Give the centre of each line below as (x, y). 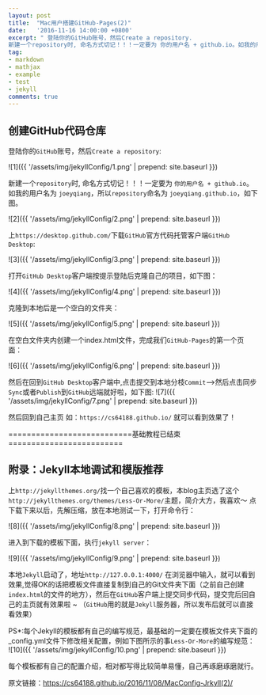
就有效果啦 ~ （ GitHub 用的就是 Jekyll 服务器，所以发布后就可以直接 (144, 604)
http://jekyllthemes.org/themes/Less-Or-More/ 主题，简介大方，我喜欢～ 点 (132, 500)
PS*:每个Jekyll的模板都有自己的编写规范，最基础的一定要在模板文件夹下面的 (133, 631)
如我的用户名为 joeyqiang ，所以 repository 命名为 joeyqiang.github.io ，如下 (133, 193)
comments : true (33, 97)
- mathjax (25, 67)
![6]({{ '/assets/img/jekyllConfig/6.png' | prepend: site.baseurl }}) (114, 366)
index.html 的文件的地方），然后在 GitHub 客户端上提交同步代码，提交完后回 (129, 594)
